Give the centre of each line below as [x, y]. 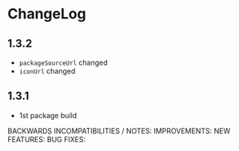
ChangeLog [47, 14]
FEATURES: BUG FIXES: [46, 139]
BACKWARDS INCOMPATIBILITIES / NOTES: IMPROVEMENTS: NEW [119, 131]
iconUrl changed [47, 71]
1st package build [48, 115]
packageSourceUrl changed [64, 62]
